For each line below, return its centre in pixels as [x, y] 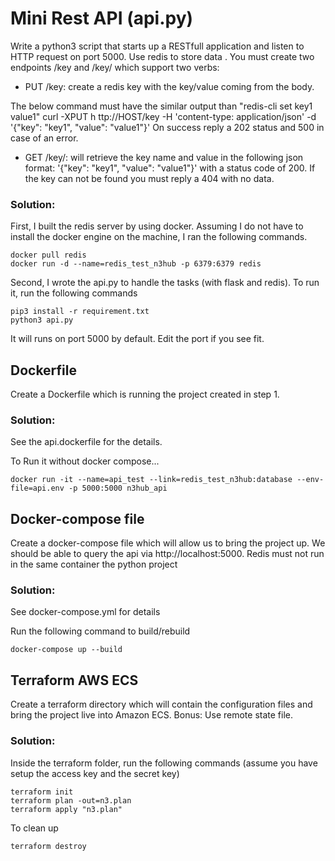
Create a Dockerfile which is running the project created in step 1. [145, 394]
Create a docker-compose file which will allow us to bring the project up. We [168, 543]
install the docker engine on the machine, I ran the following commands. [159, 237]
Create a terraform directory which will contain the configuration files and [161, 704]
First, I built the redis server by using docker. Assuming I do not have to [157, 226]
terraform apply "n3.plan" [66, 809]
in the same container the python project [94, 564]
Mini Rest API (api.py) [102, 18]
